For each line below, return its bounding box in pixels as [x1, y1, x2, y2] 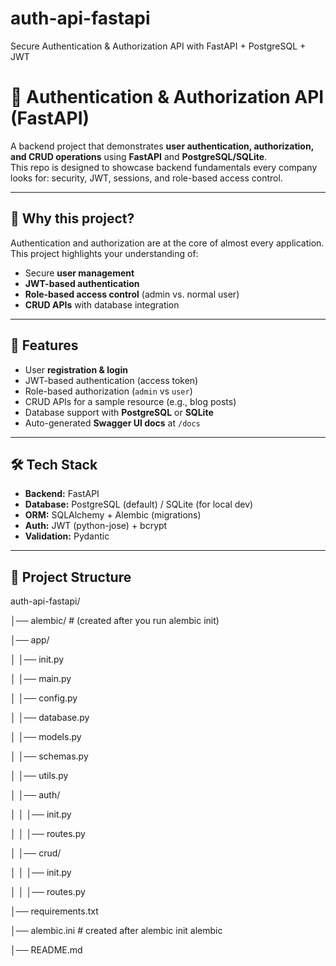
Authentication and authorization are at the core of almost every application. [10, 237, 325, 249]
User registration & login [24, 363, 128, 376]
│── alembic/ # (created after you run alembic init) [10, 615, 220, 627]
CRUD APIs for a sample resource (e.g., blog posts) [24, 395, 237, 407]
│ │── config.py [10, 692, 78, 704]
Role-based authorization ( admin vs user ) [24, 385, 193, 397]
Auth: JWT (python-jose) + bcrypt [24, 520, 168, 532]
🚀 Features [10, 337, 79, 354]
